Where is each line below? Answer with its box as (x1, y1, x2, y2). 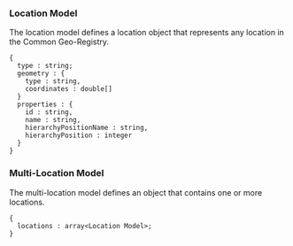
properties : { (17, 100, 73, 109)
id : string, (25, 108, 73, 117)
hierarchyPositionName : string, (25, 123, 149, 133)
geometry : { (17, 69, 66, 78)
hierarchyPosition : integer (25, 131, 133, 140)
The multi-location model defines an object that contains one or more (9, 187, 263, 197)
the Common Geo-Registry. (9, 36, 109, 47)
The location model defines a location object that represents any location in (9, 27, 285, 38)
